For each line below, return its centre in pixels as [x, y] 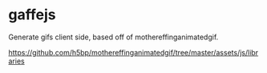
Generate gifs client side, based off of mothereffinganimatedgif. [113, 37]
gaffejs [32, 15]
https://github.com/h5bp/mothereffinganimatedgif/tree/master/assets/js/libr [133, 52]
